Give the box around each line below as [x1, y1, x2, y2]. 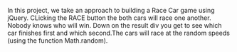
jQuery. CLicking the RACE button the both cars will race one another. [7, 14, 211, 22]
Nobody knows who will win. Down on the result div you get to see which [7, 21, 222, 29]
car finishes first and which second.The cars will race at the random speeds [7, 28, 230, 37]
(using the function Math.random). [7, 36, 108, 45]
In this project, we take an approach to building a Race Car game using [7, 6, 215, 14]
